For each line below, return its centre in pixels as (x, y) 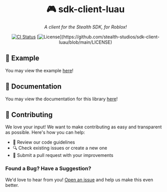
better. (12, 185)
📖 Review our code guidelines (44, 142)
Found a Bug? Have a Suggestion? (48, 169)
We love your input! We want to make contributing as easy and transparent (83, 127)
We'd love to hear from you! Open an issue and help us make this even (79, 180)
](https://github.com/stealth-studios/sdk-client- (110, 37)
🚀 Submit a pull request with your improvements (63, 155)
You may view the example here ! (39, 70)
